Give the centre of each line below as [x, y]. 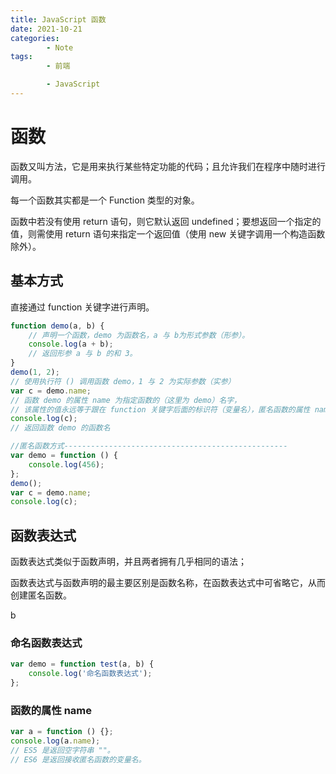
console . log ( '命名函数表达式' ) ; [90, 674]
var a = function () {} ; [62, 732]
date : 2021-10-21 [46, 29]
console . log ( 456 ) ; [66, 464]
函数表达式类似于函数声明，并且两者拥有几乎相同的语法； [128, 562]
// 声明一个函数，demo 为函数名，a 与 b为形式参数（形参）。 [139, 335]
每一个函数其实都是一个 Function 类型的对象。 [105, 200]
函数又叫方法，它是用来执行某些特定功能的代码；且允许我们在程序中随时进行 [168, 166]
